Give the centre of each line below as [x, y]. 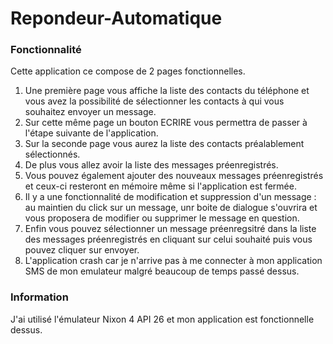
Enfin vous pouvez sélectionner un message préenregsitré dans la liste [170, 229]
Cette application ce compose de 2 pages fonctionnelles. [128, 71]
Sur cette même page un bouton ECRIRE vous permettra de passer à [166, 123]
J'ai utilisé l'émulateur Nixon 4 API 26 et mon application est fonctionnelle [162, 319]
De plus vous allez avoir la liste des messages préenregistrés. [151, 165]
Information [39, 297]
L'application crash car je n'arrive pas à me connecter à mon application [173, 261]
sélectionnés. [52, 154]
